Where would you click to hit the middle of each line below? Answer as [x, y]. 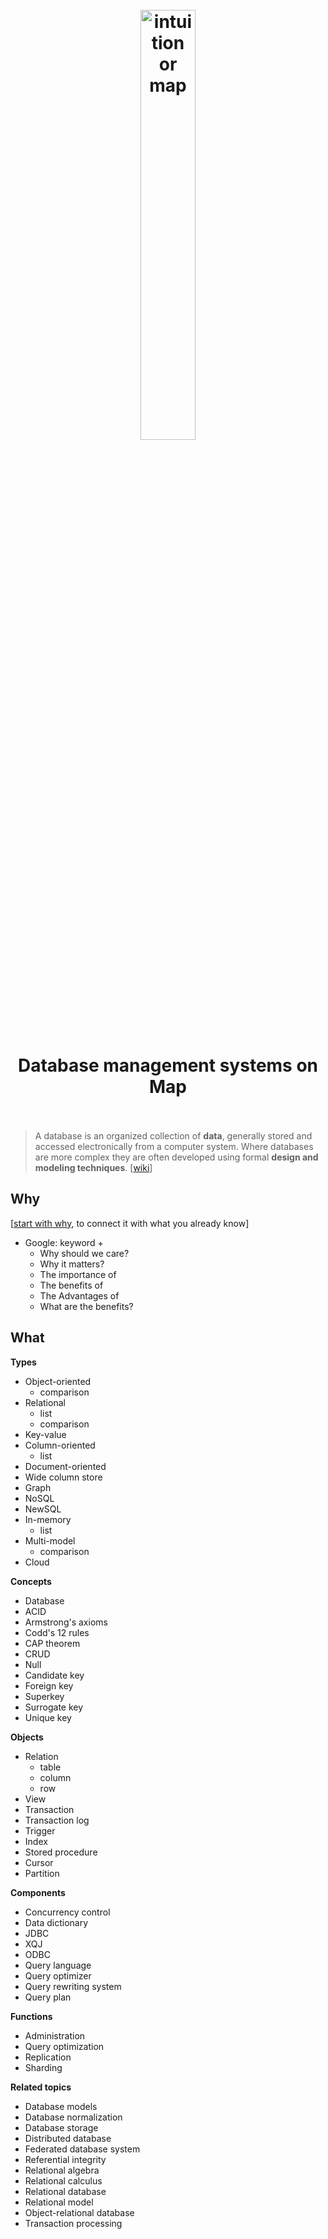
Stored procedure [61, 1852]
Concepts [31, 1581]
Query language [58, 1965]
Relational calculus [63, 2180]
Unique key [48, 1717]
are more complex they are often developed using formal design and [176, 1157]
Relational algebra [62, 2170]
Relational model [59, 2202]
